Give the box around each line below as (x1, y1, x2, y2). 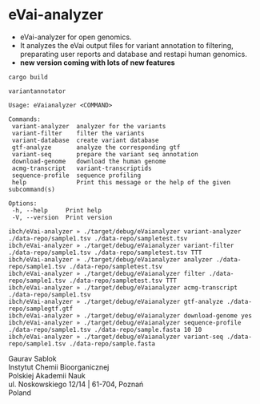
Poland (8, 387, 32, 398)
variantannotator (8, 87, 66, 95)
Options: (8, 199, 38, 208)
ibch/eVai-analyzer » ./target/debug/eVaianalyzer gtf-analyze (8, 297, 224, 305)
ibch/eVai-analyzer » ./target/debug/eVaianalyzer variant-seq (8, 333, 224, 341)
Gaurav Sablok (8, 353, 58, 363)
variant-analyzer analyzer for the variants (11, 122, 166, 130)
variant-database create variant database (11, 136, 159, 144)
